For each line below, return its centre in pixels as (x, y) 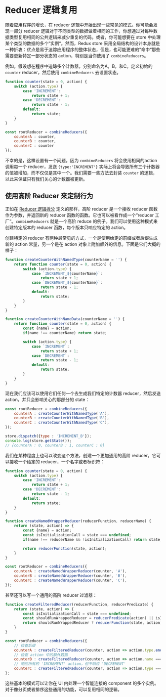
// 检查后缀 (25, 646)
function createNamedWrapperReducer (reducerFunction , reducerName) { (78, 521)
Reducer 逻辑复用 (41, 10)
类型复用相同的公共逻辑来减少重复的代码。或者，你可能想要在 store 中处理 (85, 37)
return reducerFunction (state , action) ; (65, 548)
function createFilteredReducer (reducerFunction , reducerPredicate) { (79, 604)
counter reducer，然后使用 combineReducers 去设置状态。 (63, 72)
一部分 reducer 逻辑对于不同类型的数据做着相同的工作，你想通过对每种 (81, 31)
